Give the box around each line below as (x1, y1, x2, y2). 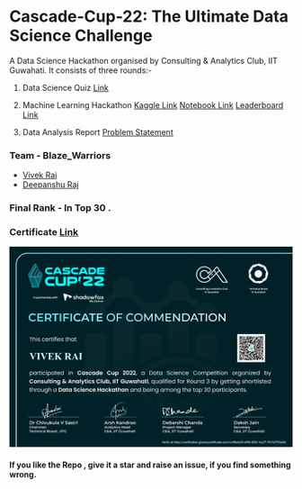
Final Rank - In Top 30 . (9, 202, 111, 214)
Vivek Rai (22, 169, 58, 181)
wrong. (9, 468, 38, 479)
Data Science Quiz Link (22, 82, 110, 93)
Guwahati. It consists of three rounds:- (9, 65, 153, 76)
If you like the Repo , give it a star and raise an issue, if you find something (9, 459, 291, 470)
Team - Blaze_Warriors (9, 149, 111, 161)
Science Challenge (9, 25, 153, 46)
